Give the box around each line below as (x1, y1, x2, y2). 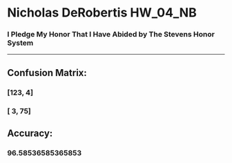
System (7, 38, 34, 48)
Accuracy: (7, 128, 53, 140)
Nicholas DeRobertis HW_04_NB (7, 5, 197, 21)
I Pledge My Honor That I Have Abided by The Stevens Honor (7, 30, 215, 39)
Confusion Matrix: (7, 67, 88, 79)
